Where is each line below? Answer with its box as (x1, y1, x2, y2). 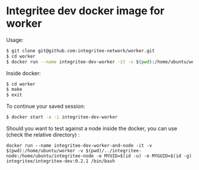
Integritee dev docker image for (6, 4, 165, 18)
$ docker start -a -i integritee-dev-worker (6, 114, 118, 120)
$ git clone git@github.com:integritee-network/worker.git (6, 47, 155, 54)
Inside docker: (6, 69, 41, 76)
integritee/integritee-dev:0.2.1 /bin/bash (6, 158, 115, 164)
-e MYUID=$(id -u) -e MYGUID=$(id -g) (96, 153, 192, 159)
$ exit (6, 92, 23, 98)
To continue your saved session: (6, 102, 85, 110)
